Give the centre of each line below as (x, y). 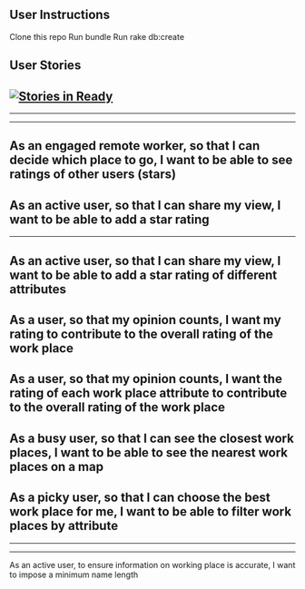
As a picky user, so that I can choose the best (140, 498)
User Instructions (60, 15)
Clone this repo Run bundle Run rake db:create (97, 36)
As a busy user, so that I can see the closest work (152, 438)
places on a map (57, 466)
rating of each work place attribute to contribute (148, 393)
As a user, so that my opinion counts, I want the (146, 379)
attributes (38, 289)
